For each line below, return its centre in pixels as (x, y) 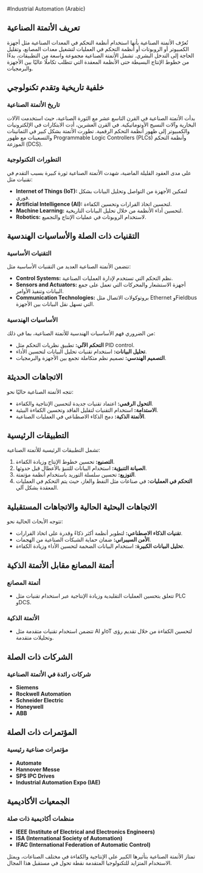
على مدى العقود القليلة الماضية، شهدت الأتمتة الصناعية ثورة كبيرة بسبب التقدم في (99, 173)
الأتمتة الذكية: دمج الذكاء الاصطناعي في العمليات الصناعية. (81, 416)
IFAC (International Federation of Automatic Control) (83, 845)
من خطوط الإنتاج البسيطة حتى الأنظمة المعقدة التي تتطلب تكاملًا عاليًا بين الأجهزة (98, 62)
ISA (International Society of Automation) (69, 838)
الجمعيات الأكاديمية (38, 801)
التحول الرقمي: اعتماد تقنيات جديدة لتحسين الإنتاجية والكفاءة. (84, 403)
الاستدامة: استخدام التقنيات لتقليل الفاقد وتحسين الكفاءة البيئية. (87, 410)
